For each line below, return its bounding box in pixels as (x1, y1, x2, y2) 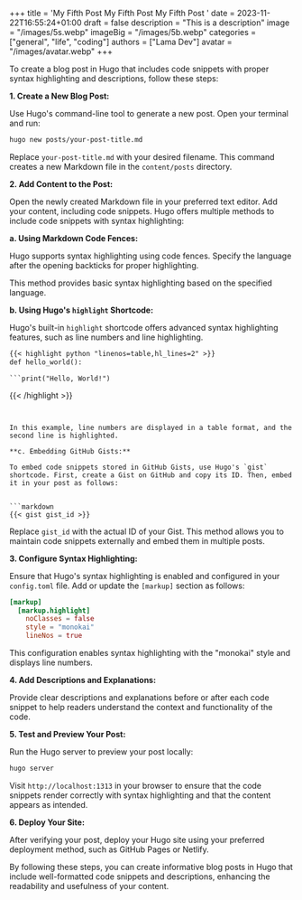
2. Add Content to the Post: (9, 178, 114, 189)
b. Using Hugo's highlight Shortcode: (9, 305, 154, 315)
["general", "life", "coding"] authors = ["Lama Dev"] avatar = (9, 36, 233, 47)
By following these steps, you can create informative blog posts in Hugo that (9, 861, 293, 872)
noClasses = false (25, 614, 95, 623)
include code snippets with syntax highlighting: (9, 215, 185, 226)
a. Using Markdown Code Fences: (9, 232, 138, 243)
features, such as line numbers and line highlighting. (9, 332, 204, 342)
